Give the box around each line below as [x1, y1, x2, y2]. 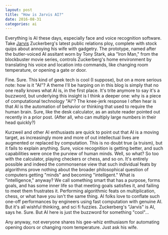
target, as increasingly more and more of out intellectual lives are [5, 135, 139, 141]
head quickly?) [5, 120, 36, 126]
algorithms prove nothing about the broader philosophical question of [5, 167, 149, 173]
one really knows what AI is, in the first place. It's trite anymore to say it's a [5, 87, 160, 93]
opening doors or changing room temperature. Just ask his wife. [5, 224, 138, 230]
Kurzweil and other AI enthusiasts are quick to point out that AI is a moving [5, 129, 159, 136]
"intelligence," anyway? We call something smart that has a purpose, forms [5, 177, 160, 183]
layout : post [5, 7, 33, 13]
